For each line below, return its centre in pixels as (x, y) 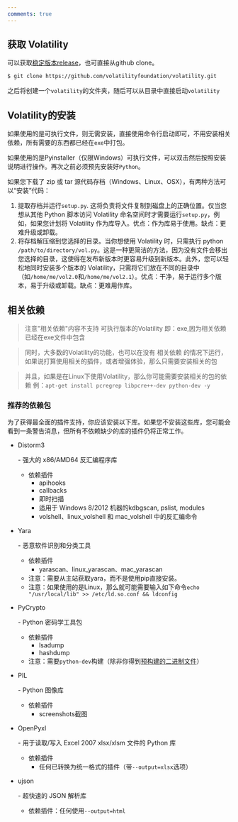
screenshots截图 (63, 714)
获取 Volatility (38, 44)
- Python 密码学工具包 (50, 623)
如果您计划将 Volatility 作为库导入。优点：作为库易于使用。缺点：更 (128, 224)
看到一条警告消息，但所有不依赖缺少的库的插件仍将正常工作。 (97, 431)
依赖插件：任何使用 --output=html (77, 811)
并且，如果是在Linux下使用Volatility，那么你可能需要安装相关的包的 (123, 376)
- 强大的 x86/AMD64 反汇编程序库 (67, 460)
